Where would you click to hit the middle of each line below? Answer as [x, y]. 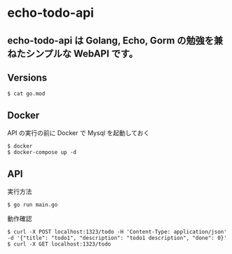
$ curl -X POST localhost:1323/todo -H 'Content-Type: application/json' [117, 232]
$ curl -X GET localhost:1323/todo [59, 244]
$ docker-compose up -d [42, 153]
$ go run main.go [33, 205]
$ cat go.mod [26, 94]
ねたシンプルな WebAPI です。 [73, 54]
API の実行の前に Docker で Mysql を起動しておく [79, 133]
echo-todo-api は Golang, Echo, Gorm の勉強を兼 [115, 40]
